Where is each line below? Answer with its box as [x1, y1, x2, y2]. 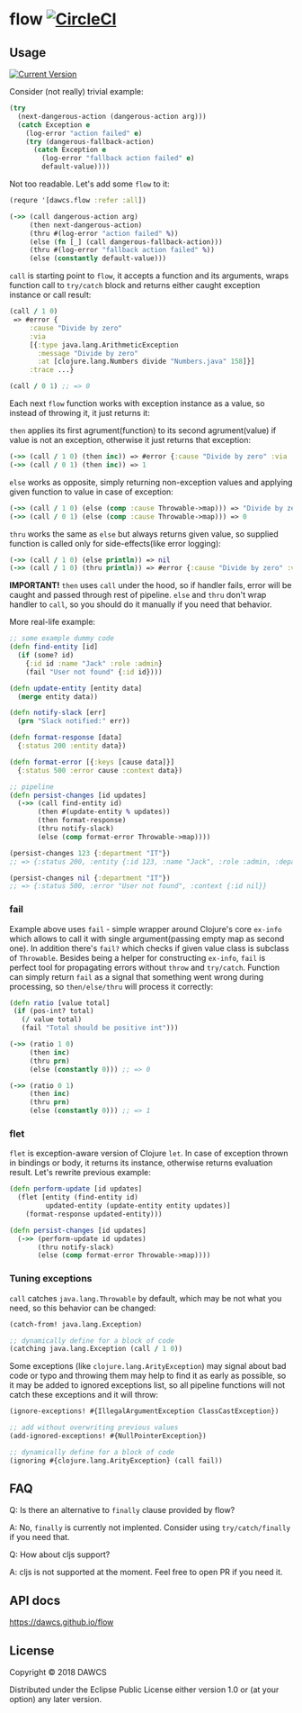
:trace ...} [29, 366, 75, 375]
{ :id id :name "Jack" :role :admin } [25, 658, 164, 668]
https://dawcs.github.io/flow [9, 1617, 114, 1627]
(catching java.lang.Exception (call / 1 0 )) [9, 1345, 182, 1354]
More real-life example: [9, 617, 96, 628]
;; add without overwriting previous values [9, 1423, 179, 1432]
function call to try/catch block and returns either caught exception [9, 280, 261, 291]
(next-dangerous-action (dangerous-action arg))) [17, 112, 207, 121]
